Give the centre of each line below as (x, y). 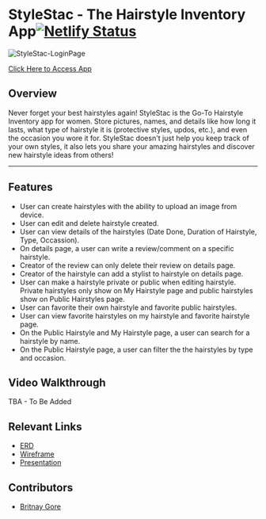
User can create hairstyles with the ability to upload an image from (128, 206)
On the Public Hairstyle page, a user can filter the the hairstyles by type (136, 349)
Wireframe (37, 454)
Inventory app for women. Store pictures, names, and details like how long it (132, 121)
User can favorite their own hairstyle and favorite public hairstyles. (128, 307)
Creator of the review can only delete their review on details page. (127, 265)
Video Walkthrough (57, 382)
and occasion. (43, 357)
